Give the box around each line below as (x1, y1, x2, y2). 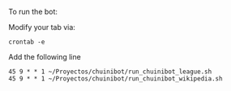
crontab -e (8, 38, 45, 46)
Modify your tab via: (8, 23, 75, 31)
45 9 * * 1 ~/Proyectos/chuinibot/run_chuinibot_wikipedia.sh (8, 75, 223, 83)
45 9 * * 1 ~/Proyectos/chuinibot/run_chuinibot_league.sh (8, 68, 212, 76)
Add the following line (8, 52, 81, 61)
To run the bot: (8, 7, 58, 16)
